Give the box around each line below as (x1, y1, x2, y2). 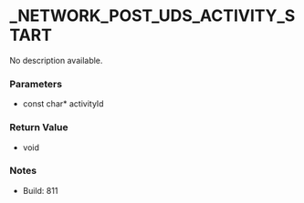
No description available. (9, 55, 103, 66)
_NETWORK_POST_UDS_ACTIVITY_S (9, 5, 296, 26)
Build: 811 (22, 185, 58, 196)
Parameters (9, 77, 62, 90)
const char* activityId (22, 98, 104, 109)
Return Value (9, 121, 68, 134)
